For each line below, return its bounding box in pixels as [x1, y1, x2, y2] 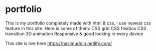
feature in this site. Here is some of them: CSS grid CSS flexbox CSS [5, 25, 146, 31]
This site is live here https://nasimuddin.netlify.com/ [5, 40, 112, 46]
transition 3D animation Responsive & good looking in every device [5, 30, 143, 36]
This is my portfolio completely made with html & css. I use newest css [5, 20, 151, 26]
